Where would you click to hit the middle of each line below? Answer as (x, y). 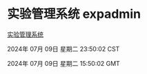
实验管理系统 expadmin (74, 14)
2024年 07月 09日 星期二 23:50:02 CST (63, 49)
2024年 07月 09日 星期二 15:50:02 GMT (64, 63)
